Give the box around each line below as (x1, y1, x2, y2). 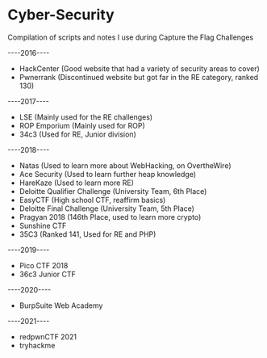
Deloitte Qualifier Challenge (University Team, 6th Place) (19, 186, 207, 196)
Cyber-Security (7, 6, 115, 24)
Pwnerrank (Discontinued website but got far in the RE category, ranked (19, 72, 259, 82)
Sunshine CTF (19, 221, 67, 230)
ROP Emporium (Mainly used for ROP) (19, 120, 146, 130)
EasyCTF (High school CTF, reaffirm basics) (19, 195, 166, 204)
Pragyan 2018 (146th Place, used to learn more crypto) (19, 212, 202, 221)
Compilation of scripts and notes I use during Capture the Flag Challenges (7, 32, 254, 42)
